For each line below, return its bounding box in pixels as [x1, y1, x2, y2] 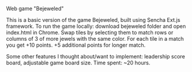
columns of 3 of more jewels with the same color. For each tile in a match [6, 35, 184, 42]
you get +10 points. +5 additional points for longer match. [6, 41, 146, 48]
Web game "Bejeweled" [6, 5, 64, 12]
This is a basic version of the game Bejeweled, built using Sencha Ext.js [6, 17, 181, 23]
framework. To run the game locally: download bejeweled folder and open [6, 23, 186, 30]
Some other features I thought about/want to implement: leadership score [6, 53, 186, 60]
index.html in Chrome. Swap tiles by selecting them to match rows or [6, 29, 174, 36]
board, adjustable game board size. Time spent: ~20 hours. [6, 59, 151, 66]
